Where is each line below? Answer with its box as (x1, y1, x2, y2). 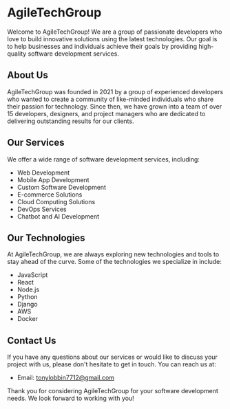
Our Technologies (7, 232, 85, 243)
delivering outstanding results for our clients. (7, 117, 134, 125)
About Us (7, 69, 48, 81)
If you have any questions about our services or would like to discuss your (7, 353, 218, 362)
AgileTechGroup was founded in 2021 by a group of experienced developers (7, 87, 224, 96)
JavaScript (17, 271, 48, 279)
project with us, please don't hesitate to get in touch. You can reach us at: (7, 360, 216, 368)
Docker (17, 315, 39, 323)
